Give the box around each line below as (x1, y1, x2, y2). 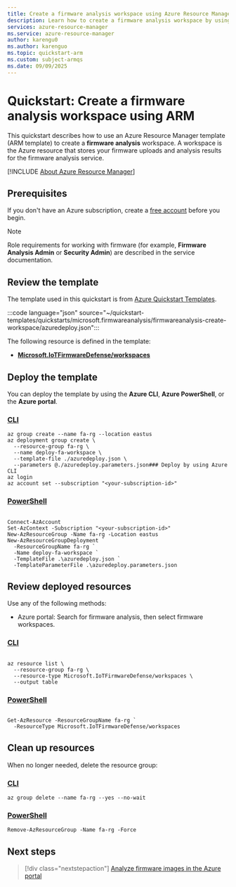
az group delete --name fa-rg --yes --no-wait (7, 794, 146, 802)
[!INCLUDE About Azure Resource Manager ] (7, 167, 136, 176)
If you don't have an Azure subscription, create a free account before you (7, 206, 220, 215)
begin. (7, 214, 26, 222)
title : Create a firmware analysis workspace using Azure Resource (7, 10, 209, 18)
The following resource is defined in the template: (7, 337, 151, 345)
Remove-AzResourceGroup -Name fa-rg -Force (7, 827, 137, 834)
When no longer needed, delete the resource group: (7, 760, 158, 769)
